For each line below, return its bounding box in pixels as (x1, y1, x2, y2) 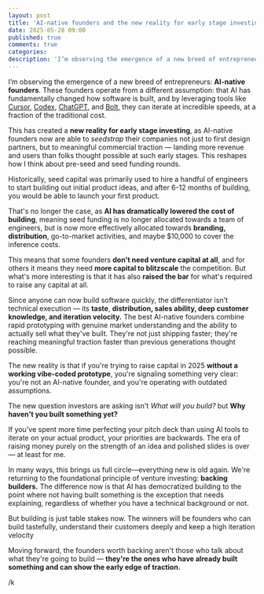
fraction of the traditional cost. (8, 110, 107, 120)
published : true (8, 33, 61, 42)
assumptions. (8, 386, 52, 395)
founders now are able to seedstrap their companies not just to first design (8, 134, 251, 143)
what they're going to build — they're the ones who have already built (8, 554, 238, 563)
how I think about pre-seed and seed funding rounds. (8, 159, 181, 168)
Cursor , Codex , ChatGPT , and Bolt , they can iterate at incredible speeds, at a (8, 101, 257, 111)
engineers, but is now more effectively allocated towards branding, (8, 223, 226, 232)
